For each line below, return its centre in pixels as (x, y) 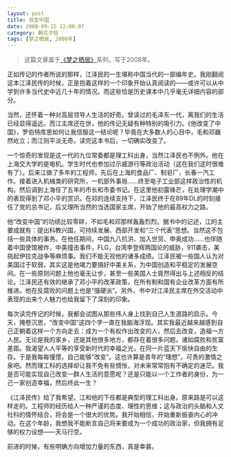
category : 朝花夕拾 (33, 33)
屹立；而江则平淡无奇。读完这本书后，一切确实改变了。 (91, 141)
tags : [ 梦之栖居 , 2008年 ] (42, 39)
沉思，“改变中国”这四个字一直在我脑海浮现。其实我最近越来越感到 (124, 323)
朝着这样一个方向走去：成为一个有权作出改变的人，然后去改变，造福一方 (121, 331)
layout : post (26, 13)
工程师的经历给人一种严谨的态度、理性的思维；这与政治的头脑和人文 (127, 406)
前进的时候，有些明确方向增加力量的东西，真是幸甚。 (82, 447)
